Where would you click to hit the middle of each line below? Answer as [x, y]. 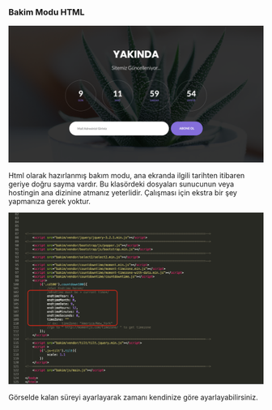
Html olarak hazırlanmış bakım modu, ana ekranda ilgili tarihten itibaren [127, 176]
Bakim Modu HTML [47, 12]
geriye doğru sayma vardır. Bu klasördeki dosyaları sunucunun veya [121, 184]
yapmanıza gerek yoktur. [50, 202]
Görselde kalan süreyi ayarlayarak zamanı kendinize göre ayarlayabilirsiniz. [134, 397]
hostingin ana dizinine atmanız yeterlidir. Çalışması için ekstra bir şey [123, 193]
